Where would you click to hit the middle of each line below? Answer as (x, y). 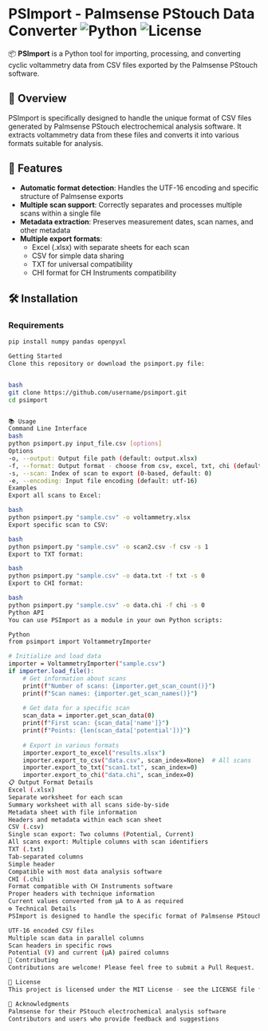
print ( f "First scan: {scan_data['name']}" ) (96, 724)
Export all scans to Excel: (55, 496)
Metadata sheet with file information (73, 812)
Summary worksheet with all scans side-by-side (89, 805)
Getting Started (35, 356)
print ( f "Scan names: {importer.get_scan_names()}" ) (110, 693)
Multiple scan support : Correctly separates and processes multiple (131, 204)
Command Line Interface (48, 429)
